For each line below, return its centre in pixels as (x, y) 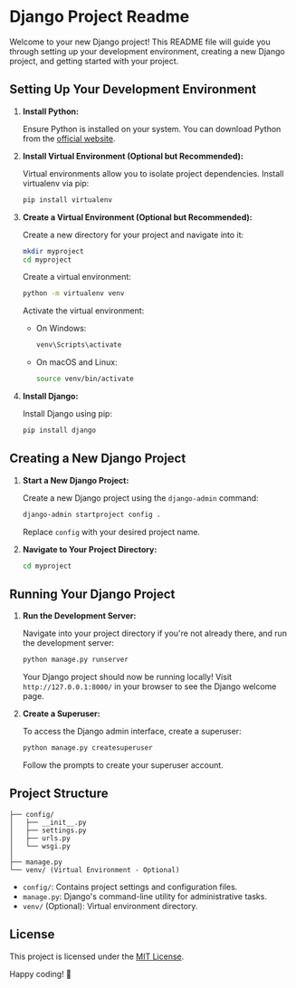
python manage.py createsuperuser (87, 748)
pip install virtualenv (67, 200)
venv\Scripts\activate (79, 345)
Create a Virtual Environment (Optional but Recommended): (137, 217)
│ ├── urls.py (40, 838)
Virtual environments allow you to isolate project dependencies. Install (153, 173)
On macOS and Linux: (76, 362)
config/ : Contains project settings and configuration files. (130, 887)
